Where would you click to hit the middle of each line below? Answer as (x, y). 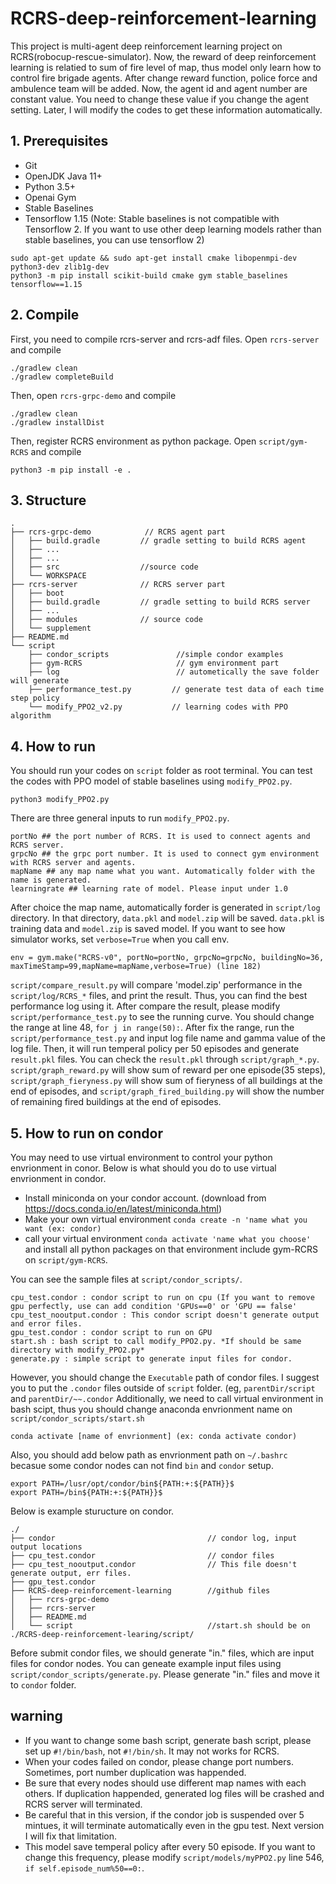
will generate (40, 681)
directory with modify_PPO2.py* (77, 1350)
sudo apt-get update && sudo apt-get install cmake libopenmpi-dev (154, 258)
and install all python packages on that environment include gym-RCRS (171, 1249)
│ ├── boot (37, 593)
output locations (46, 1547)
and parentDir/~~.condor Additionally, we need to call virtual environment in (167, 1398)
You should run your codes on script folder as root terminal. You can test (161, 771)
